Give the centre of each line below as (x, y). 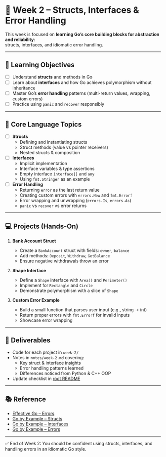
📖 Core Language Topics (43, 125)
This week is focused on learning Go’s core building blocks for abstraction (82, 34)
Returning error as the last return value (60, 190)
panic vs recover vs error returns (53, 206)
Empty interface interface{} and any (57, 174)
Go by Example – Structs (37, 419)
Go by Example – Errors (36, 429)
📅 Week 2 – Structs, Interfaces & (72, 10)
